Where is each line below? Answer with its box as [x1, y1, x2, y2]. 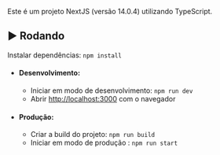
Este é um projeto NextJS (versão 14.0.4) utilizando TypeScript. [7, 7, 213, 16]
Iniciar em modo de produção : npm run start [30, 138, 178, 148]
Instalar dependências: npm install [7, 50, 123, 60]
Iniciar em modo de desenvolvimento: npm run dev [30, 86, 193, 95]
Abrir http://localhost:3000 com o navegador [30, 94, 176, 104]
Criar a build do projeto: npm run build [30, 130, 155, 139]
